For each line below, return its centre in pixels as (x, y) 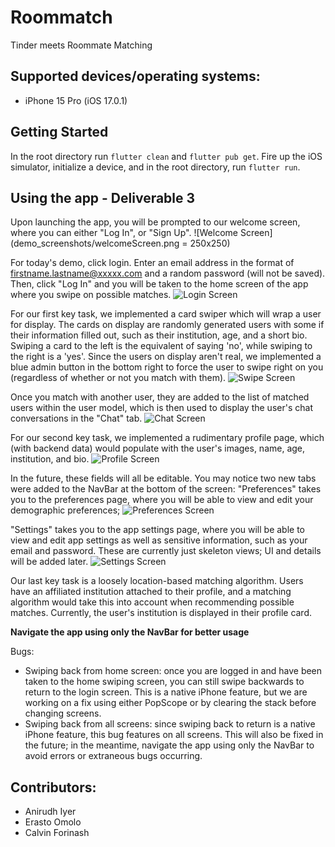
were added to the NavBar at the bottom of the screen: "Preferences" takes (166, 489)
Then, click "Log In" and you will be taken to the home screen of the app (159, 284)
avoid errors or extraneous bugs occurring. (113, 756)
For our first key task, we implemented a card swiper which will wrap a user (166, 314)
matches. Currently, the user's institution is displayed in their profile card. (161, 613)
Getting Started (59, 132)
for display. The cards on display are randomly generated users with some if (167, 325)
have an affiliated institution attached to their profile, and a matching (151, 592)
